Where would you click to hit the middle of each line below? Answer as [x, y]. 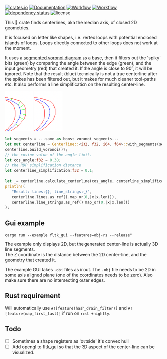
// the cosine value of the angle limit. [49, 155]
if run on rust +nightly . [86, 313]
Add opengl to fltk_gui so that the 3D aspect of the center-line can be [83, 347]
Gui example [25, 223]
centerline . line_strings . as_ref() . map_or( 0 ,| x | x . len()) [71, 202]
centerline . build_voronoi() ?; [37, 149]
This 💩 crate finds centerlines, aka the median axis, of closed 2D [71, 23]
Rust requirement [33, 296]
